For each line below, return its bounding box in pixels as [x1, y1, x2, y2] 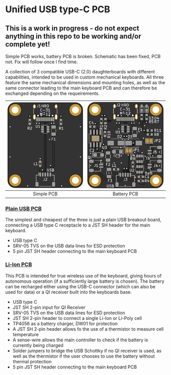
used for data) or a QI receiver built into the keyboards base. [5, 289, 132, 295]
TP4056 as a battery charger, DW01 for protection [12, 320, 118, 327]
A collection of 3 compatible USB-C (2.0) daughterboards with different [5, 69, 155, 74]
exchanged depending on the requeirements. [5, 90, 100, 96]
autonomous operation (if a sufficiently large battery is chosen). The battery [5, 278, 164, 284]
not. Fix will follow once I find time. [5, 59, 78, 65]
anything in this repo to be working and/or [5, 32, 141, 40]
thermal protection [12, 358, 52, 364]
